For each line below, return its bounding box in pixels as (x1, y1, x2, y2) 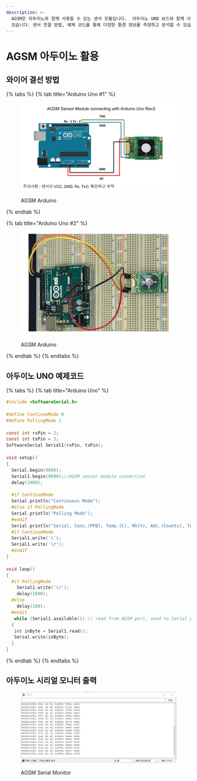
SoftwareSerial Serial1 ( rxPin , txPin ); (6, 442, 104, 448)
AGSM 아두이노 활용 (6, 50, 99, 63)
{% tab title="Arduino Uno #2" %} (6, 219, 88, 226)
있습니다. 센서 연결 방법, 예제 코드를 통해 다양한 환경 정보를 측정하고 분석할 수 (11, 22, 181, 28)
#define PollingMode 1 (6, 417, 62, 424)
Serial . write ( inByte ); (13, 634, 69, 640)
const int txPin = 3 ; (6, 436, 59, 442)
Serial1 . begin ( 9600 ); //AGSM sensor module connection (11, 473, 145, 479)
